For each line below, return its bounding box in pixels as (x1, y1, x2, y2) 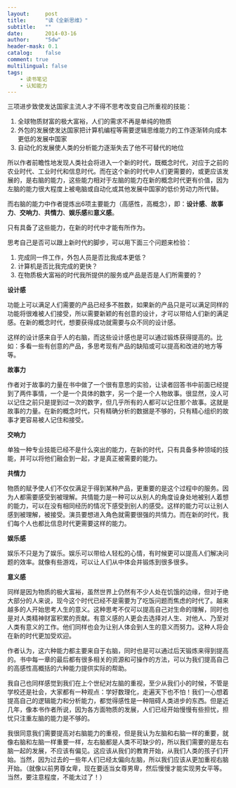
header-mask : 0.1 (7, 43, 58, 50)
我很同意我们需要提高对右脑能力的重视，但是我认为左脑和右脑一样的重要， (7, 729, 223, 737)
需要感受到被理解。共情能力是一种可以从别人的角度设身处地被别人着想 (25, 493, 229, 501)
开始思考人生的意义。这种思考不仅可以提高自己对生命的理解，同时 (31, 605, 223, 614)
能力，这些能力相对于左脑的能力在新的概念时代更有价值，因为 (50, 176, 229, 185)
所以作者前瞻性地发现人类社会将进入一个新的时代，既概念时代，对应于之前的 (7, 159, 229, 167)
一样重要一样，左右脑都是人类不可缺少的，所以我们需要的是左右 (44, 738, 229, 747)
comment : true (7, 56, 49, 63)
